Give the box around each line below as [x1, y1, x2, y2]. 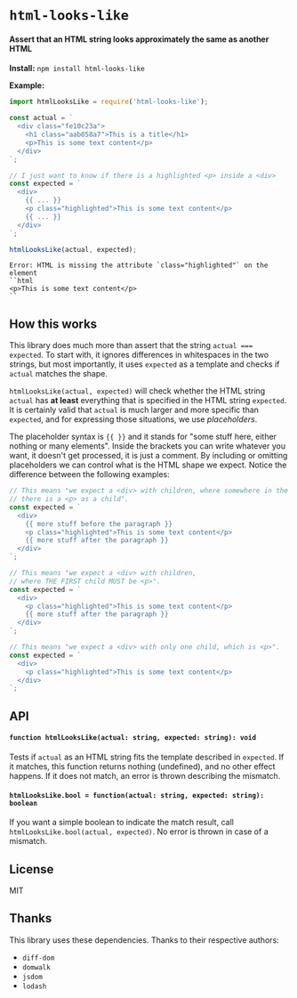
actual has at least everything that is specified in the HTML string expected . [9, 395, 287, 406]
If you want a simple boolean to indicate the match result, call [9, 817, 234, 828]
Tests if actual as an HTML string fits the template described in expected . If [9, 751, 285, 762]
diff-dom [21, 953, 55, 962]
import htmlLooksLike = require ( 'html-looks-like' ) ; [9, 97, 209, 107]
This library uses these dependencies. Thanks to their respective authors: [9, 934, 280, 945]
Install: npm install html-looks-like [9, 63, 145, 74]
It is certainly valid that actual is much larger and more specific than [9, 404, 260, 416]
